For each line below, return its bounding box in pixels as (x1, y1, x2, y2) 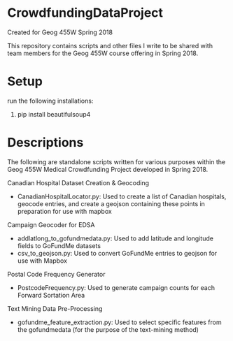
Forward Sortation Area (17, 291, 85, 299)
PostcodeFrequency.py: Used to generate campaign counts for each (17, 283, 216, 291)
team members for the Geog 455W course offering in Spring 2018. (7, 49, 199, 57)
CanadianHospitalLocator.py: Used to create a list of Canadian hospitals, (17, 192, 227, 201)
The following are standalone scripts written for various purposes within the (7, 157, 226, 166)
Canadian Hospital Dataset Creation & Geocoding (7, 178, 149, 187)
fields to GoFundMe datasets (17, 241, 101, 249)
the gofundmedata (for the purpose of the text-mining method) (17, 325, 199, 333)
